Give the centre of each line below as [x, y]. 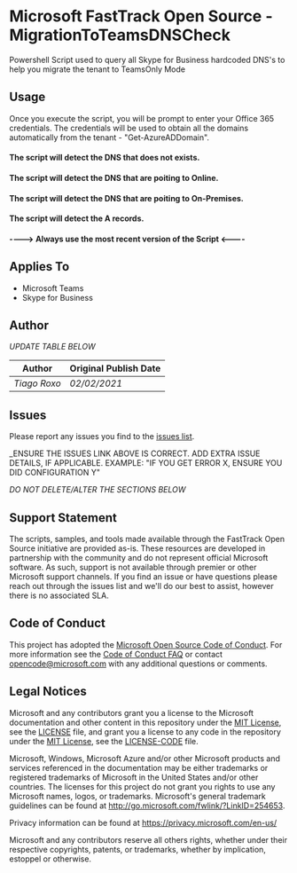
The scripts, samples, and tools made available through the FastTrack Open [147, 539]
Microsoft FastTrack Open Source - [141, 16]
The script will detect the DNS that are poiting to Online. [114, 177]
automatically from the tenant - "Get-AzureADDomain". [109, 137]
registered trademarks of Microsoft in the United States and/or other [134, 777]
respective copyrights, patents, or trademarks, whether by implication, [137, 849]
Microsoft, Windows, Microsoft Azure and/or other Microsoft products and [145, 758]
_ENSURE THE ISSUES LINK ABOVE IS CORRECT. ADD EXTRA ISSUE [135, 453]
